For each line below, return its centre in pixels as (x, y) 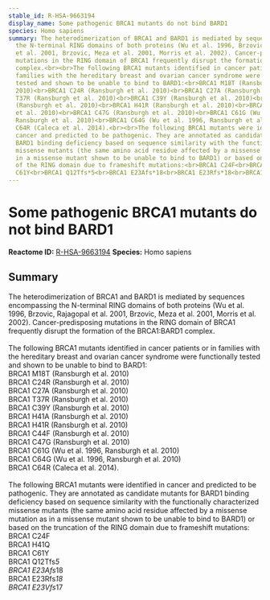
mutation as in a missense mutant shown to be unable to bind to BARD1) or (132, 519)
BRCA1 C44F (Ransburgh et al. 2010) (69, 433)
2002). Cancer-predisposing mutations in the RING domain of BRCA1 (122, 322)
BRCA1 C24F (29, 536)
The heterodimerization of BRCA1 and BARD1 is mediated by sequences (127, 296)
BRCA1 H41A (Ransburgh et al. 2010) (68, 416)
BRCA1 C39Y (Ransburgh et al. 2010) (69, 408)
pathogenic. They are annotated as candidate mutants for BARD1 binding (129, 493)
